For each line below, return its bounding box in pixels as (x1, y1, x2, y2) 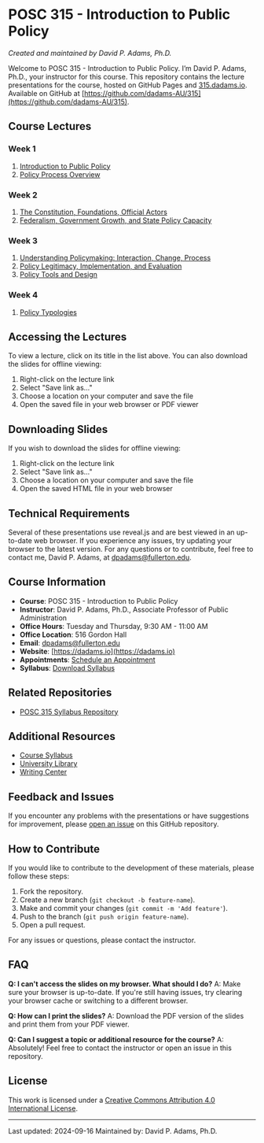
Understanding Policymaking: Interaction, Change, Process (19, 253, 211, 263)
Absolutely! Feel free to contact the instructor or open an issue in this (8, 1043, 232, 1052)
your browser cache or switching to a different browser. (8, 996, 189, 1005)
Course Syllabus (19, 750, 73, 760)
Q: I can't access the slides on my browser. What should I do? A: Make (8, 978, 241, 989)
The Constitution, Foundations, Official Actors (19, 207, 167, 216)
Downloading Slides (8, 423, 108, 436)
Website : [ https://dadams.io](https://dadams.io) (19, 646, 175, 656)
